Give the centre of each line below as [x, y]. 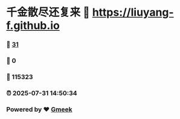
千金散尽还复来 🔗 [48, 12]
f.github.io [33, 26]
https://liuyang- [133, 12]
